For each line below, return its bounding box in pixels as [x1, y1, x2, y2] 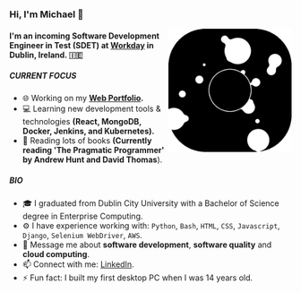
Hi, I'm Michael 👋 [9, 8, 84, 21]
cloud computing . [21, 249, 90, 260]
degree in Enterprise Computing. [21, 210, 143, 222]
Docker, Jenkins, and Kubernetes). [21, 125, 155, 137]
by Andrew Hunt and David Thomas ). [21, 154, 163, 165]
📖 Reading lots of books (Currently [21, 135, 152, 146]
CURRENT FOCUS [9, 71, 77, 82]
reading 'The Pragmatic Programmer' [21, 145, 165, 156]
